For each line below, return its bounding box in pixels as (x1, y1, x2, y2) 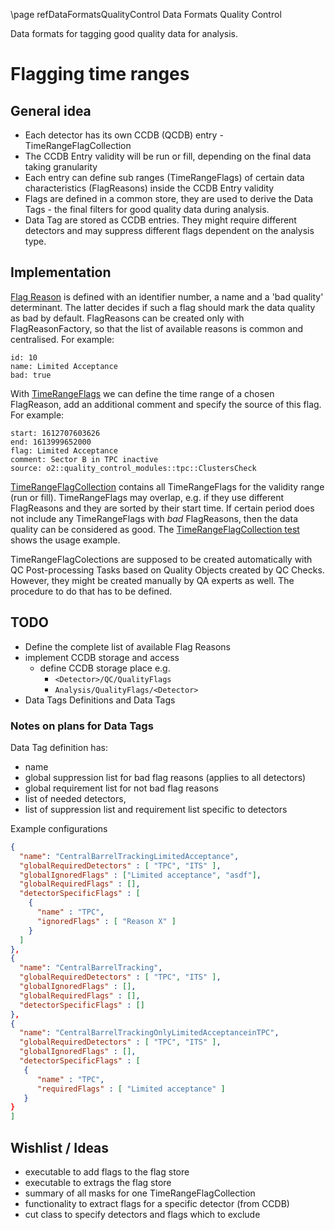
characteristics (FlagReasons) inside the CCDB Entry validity (24, 182, 275, 194)
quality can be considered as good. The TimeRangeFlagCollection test (10, 523, 300, 535)
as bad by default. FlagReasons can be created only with (10, 312, 245, 324)
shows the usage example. (10, 534, 121, 546)
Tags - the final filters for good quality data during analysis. (24, 204, 270, 215)
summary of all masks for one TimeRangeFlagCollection (24, 1187, 256, 1199)
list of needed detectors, (24, 792, 127, 804)
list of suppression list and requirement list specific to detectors (24, 803, 288, 815)
